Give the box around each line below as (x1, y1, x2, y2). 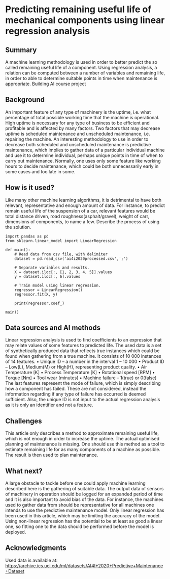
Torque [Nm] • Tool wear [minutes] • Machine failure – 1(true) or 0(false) (5, 375, 157, 381)
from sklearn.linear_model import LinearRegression (5, 238, 117, 243)
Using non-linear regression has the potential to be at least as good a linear (5, 518, 163, 524)
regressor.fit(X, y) (14, 292, 58, 297)
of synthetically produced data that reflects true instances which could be (5, 348, 160, 354)
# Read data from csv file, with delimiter (14, 251, 108, 257)
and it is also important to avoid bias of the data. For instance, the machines (5, 496, 164, 503)
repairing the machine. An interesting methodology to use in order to (5, 136, 149, 142)
